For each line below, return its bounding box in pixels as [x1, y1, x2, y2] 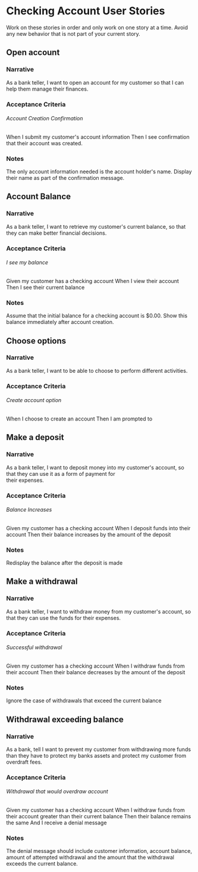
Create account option [6, 397, 62, 404]
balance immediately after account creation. [6, 319, 114, 326]
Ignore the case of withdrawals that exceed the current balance [6, 697, 162, 704]
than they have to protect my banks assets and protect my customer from [6, 752, 186, 759]
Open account [6, 48, 60, 58]
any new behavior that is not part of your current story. [6, 30, 141, 37]
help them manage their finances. [6, 85, 89, 92]
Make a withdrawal [6, 577, 78, 587]
